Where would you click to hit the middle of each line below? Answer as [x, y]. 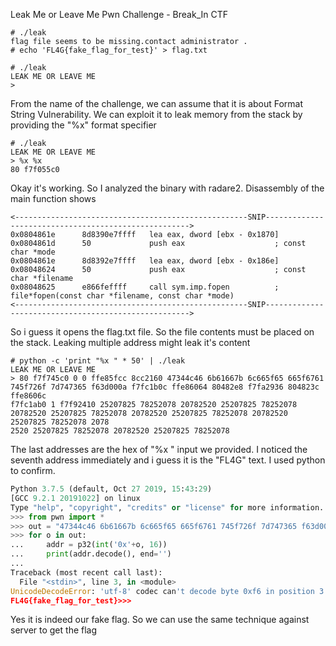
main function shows [53, 198]
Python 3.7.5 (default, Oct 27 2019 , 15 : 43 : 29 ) [111, 489]
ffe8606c [28, 396]
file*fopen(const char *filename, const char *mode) [122, 296]
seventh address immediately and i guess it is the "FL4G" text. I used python [168, 460]
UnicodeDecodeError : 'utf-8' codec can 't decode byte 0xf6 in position [162, 591]
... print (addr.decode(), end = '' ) [91, 554]
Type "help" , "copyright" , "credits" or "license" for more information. [167, 507]
